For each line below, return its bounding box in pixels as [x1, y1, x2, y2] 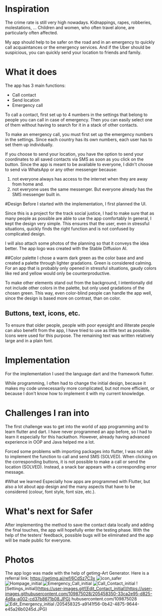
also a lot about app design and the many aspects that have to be [5, 483, 135, 489]
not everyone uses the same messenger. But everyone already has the [12, 186, 153, 192]
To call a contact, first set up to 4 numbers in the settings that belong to [5, 112, 148, 117]
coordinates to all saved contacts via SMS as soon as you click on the [5, 156, 144, 162]
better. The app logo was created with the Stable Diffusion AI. [5, 245, 128, 251]
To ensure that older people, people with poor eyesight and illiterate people [5, 322, 155, 328]
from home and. [12, 181, 44, 187]
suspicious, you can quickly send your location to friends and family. [5, 50, 142, 55]
